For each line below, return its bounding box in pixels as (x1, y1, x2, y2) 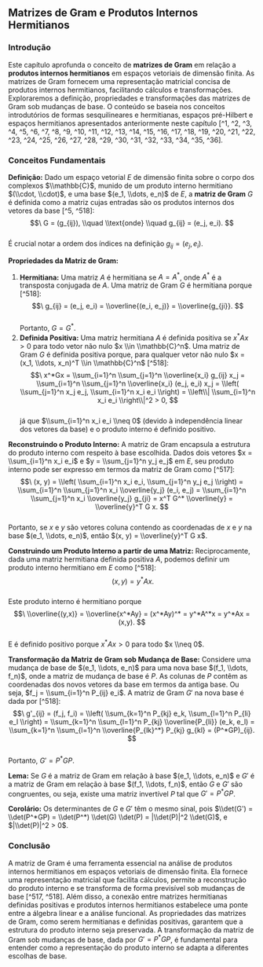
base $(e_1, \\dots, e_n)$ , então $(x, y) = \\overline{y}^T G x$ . (8, 530, 208, 540)
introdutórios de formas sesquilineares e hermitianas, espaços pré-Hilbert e (8, 110, 254, 119)
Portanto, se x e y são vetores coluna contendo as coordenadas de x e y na (8, 522, 253, 532)
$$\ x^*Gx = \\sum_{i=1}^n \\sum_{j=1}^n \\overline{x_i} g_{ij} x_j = (30, 370, 246, 379)
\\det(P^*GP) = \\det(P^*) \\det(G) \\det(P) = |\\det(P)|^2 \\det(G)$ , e (8, 812, 228, 822)
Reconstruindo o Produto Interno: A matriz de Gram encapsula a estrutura (8, 439, 251, 449)
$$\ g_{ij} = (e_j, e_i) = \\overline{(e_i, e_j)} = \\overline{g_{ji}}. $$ (31, 302, 244, 311)
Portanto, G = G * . (19, 322, 76, 333)
